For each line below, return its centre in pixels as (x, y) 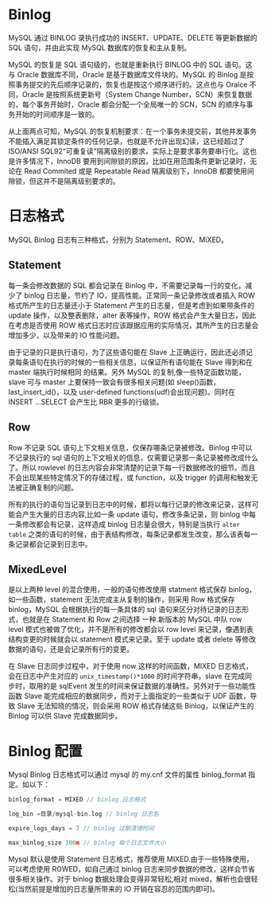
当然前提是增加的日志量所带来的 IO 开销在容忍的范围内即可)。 (119, 888)
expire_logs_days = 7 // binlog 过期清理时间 (81, 829)
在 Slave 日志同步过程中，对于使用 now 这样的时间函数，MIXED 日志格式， (130, 666)
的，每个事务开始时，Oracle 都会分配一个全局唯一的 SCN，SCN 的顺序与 (127, 104)
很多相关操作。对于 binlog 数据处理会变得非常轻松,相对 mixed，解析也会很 (130, 879)
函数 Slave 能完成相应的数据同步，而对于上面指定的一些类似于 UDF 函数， (129, 696)
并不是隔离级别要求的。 (81, 181)
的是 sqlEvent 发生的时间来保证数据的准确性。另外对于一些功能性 (149, 686)
